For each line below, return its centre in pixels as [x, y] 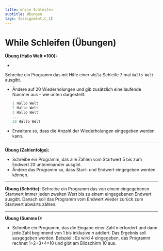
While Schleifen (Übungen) [61, 42]
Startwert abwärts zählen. [31, 204]
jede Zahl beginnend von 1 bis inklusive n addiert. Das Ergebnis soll [79, 233]
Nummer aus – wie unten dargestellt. [49, 95]
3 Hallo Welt [25, 113]
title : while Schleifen [29, 9]
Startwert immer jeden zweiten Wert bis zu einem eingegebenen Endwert [78, 194]
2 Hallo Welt [25, 108]
